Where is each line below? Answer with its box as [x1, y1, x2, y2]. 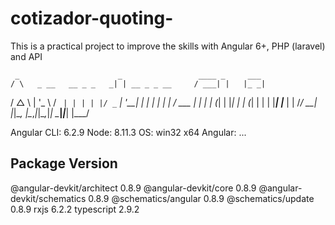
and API [10, 50, 43, 62]
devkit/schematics [10, 192, 87, 204]
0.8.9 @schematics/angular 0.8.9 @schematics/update [88, 192, 315, 204]
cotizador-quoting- [10, 7, 174, 30]
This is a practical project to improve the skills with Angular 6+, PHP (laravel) [10, 40, 326, 52]
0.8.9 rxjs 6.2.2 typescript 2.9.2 [10, 203, 140, 215]
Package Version [10, 155, 118, 172]
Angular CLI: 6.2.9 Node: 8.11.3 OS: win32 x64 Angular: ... [10, 126, 247, 138]
